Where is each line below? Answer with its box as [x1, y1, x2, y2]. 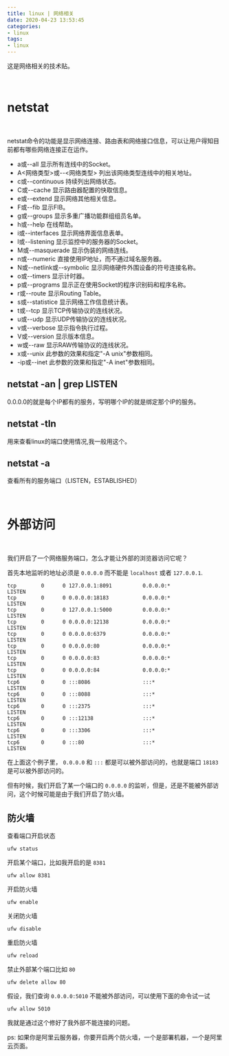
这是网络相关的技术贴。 [7, 62, 74, 70]
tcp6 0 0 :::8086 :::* [7, 679, 155, 686]
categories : [7, 23, 41, 30]
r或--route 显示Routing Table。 [17, 289, 105, 297]
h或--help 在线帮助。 [17, 220, 77, 228]
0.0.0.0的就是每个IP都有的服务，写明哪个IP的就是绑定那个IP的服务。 [7, 397, 200, 406]
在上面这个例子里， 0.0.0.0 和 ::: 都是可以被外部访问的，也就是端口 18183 [7, 758, 219, 767]
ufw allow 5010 [7, 1006, 51, 1013]
